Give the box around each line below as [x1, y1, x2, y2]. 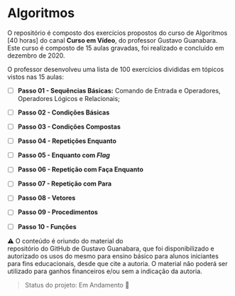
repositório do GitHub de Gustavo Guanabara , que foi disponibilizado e [7, 244, 214, 253]
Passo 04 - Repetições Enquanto [17, 137, 117, 145]
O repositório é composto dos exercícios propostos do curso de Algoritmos [7, 28, 228, 37]
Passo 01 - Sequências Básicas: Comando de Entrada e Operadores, [17, 86, 222, 95]
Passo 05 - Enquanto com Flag [17, 151, 110, 159]
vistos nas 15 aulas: [7, 73, 65, 81]
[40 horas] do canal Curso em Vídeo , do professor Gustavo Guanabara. [7, 36, 218, 44]
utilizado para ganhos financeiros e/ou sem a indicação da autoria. [7, 267, 202, 275]
